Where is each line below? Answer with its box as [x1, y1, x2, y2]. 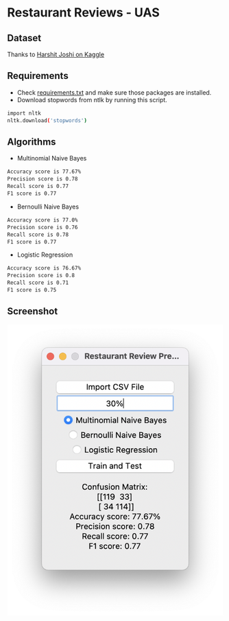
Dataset [7, 32, 42, 44]
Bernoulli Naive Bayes [16, 202, 80, 211]
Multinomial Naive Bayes [16, 154, 87, 163]
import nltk [7, 110, 41, 117]
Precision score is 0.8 [7, 272, 75, 279]
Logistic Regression [16, 250, 73, 259]
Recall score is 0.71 [7, 279, 69, 286]
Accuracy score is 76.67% [7, 265, 81, 272]
